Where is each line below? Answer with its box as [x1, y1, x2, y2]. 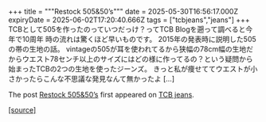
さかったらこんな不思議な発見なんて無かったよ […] [8, 74, 175, 83]
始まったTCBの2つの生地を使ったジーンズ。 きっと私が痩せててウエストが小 [8, 64, 258, 74]
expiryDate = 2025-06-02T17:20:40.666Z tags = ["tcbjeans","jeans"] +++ [8, 15, 250, 25]
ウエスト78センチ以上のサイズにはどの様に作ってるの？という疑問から [22, 55, 253, 63]
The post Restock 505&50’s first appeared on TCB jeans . [8, 90, 195, 99]
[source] [8, 105, 37, 114]
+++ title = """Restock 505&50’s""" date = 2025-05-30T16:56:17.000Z [8, 7, 239, 16]
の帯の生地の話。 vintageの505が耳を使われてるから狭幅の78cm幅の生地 [8, 44, 247, 54]
